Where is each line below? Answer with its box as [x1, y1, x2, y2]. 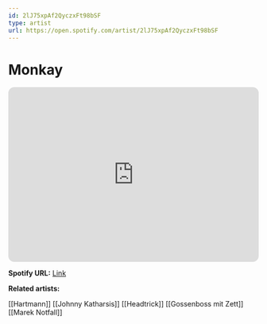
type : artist [8, 19, 52, 27]
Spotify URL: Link [8, 268, 67, 278]
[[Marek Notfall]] [8, 307, 63, 318]
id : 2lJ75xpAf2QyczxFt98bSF [8, 11, 102, 20]
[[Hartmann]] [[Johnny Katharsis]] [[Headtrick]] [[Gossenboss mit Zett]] [8, 299, 244, 309]
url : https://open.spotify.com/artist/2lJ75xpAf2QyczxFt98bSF [8, 26, 219, 34]
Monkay [8, 60, 64, 79]
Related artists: [8, 283, 60, 294]
